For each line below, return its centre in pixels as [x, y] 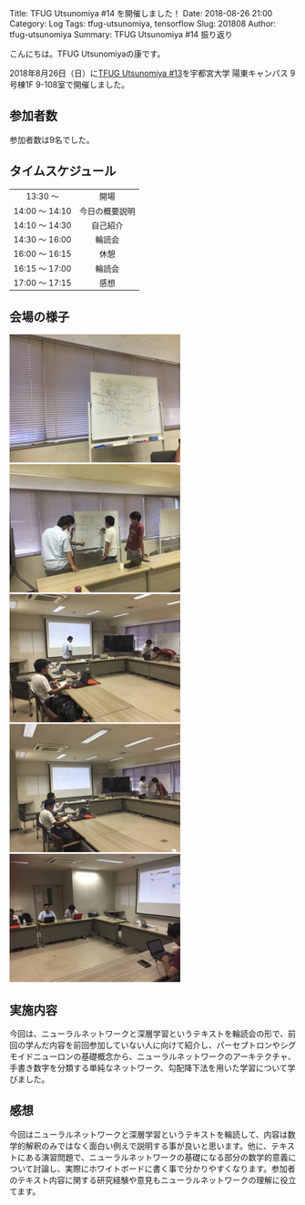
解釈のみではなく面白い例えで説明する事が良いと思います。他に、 [148, 1146]
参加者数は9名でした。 [52, 139]
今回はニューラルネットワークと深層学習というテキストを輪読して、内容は [149, 1134]
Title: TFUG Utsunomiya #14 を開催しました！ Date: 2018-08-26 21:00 [141, 13]
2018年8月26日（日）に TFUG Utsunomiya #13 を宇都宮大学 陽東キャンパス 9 [152, 73]
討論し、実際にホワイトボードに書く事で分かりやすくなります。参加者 [164, 1169]
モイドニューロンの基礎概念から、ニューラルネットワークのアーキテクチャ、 [152, 1056]
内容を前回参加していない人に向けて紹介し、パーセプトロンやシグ [173, 1045]
